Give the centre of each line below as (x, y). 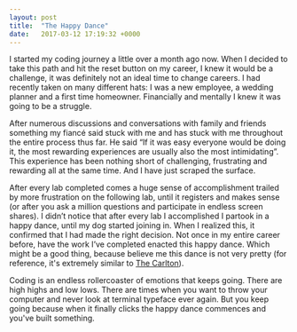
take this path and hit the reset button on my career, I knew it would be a (141, 68)
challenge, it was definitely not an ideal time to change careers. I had (135, 78)
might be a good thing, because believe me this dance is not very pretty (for (148, 254)
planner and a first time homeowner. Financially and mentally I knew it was (145, 97)
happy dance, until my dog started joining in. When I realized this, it (132, 225)
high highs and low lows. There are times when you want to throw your (138, 290)
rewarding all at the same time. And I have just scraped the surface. (133, 170)
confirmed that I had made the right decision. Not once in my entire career (145, 235)
